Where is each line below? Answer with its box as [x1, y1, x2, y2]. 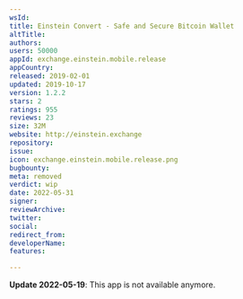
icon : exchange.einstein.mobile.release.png [9, 154, 178, 164]
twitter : [9, 213, 42, 223]
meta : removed [9, 171, 63, 180]
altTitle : [9, 30, 47, 39]
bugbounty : [9, 163, 50, 172]
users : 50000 [9, 47, 58, 56]
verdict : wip [9, 180, 58, 189]
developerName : [9, 239, 66, 248]
